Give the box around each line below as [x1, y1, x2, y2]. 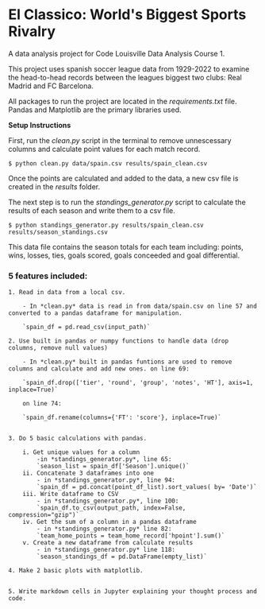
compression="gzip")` [8, 511, 80, 519]
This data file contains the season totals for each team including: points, [8, 242, 244, 251]
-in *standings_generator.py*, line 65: [36, 456, 172, 464]
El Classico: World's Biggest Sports [8, 6, 247, 24]
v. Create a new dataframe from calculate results [22, 539, 194, 547]
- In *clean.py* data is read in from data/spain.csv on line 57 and [22, 302, 258, 311]
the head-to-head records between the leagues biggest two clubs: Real [8, 72, 242, 82]
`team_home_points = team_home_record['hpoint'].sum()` [36, 532, 225, 540]
